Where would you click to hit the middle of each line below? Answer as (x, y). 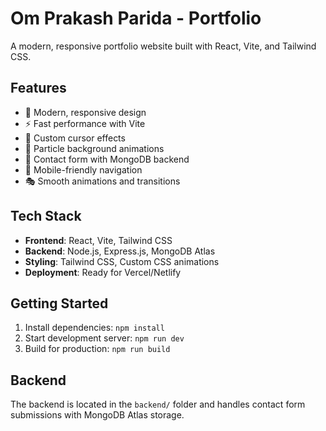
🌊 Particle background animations (94, 148)
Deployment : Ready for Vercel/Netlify (103, 272)
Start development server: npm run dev (104, 338)
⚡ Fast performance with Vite (85, 123)
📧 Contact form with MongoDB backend (107, 159)
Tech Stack (46, 216)
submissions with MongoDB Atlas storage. (97, 415)
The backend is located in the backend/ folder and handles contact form (158, 404)
